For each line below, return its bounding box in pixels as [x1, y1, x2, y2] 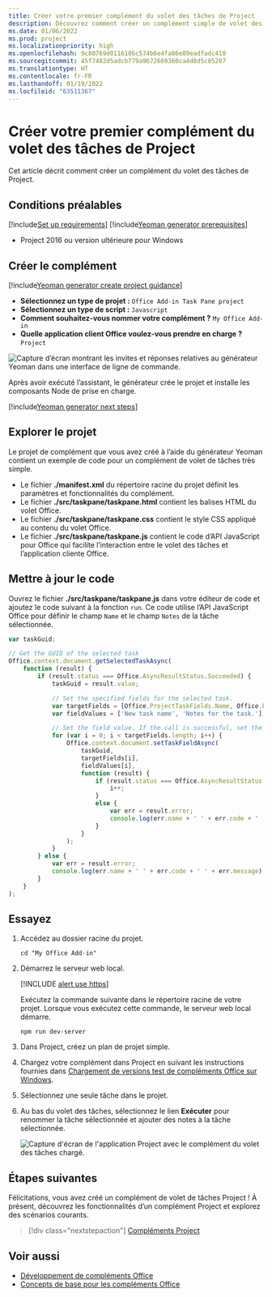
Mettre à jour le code [8, 572, 115, 586]
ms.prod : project [8, 34, 67, 43]
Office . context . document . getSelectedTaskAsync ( [8, 657, 172, 665]
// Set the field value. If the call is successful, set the [51, 724, 263, 732]
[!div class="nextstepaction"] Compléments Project [28, 1226, 200, 1235]
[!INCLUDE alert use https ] [19, 979, 109, 989]
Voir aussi [8, 1249, 60, 1263]
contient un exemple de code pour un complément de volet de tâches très [8, 455, 256, 465]
